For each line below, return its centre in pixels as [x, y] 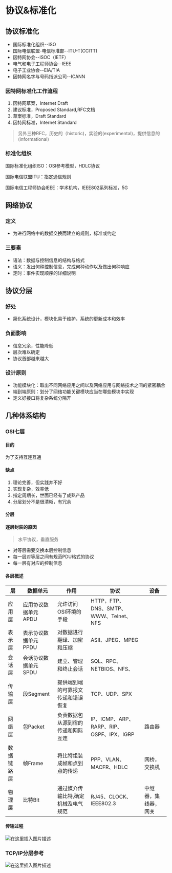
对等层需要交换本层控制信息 [42, 550]
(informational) [34, 139]
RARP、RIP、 [106, 727]
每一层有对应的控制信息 [37, 563]
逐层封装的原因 [21, 527]
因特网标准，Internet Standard [45, 123]
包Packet [34, 727]
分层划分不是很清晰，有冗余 [42, 501]
